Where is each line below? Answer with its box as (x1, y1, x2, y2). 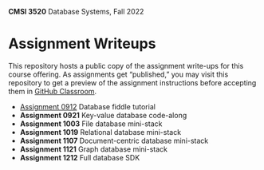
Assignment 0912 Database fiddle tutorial (19, 101, 156, 111)
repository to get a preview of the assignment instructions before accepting (8, 77, 257, 87)
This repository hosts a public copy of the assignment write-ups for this (8, 61, 244, 70)
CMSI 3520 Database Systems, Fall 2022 (8, 7, 144, 16)
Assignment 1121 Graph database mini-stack (19, 144, 167, 154)
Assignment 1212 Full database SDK (19, 152, 140, 162)
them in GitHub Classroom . (8, 86, 97, 96)
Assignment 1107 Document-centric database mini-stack (19, 136, 209, 145)
